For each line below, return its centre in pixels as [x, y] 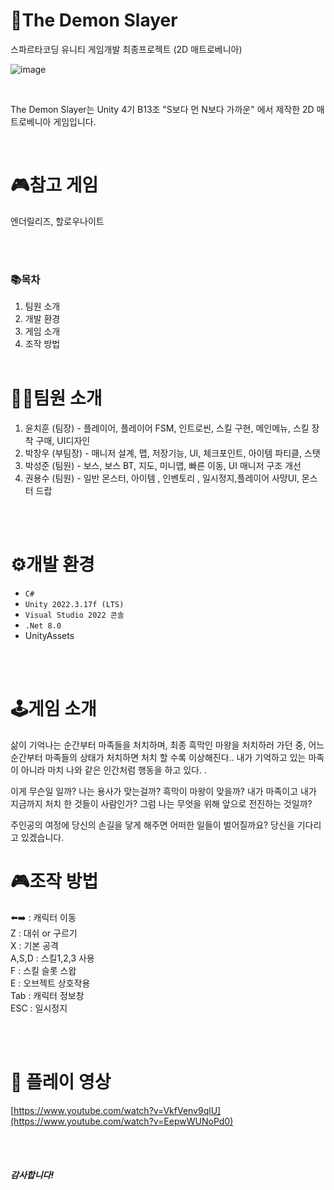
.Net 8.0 [43, 626]
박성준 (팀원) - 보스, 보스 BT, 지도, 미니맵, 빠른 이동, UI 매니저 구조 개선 [163, 466]
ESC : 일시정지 [39, 1008]
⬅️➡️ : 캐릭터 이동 [43, 917]
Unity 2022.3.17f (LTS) [74, 605]
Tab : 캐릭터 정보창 [47, 995]
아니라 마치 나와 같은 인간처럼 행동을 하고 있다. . [113, 770]
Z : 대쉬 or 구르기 [44, 933]
